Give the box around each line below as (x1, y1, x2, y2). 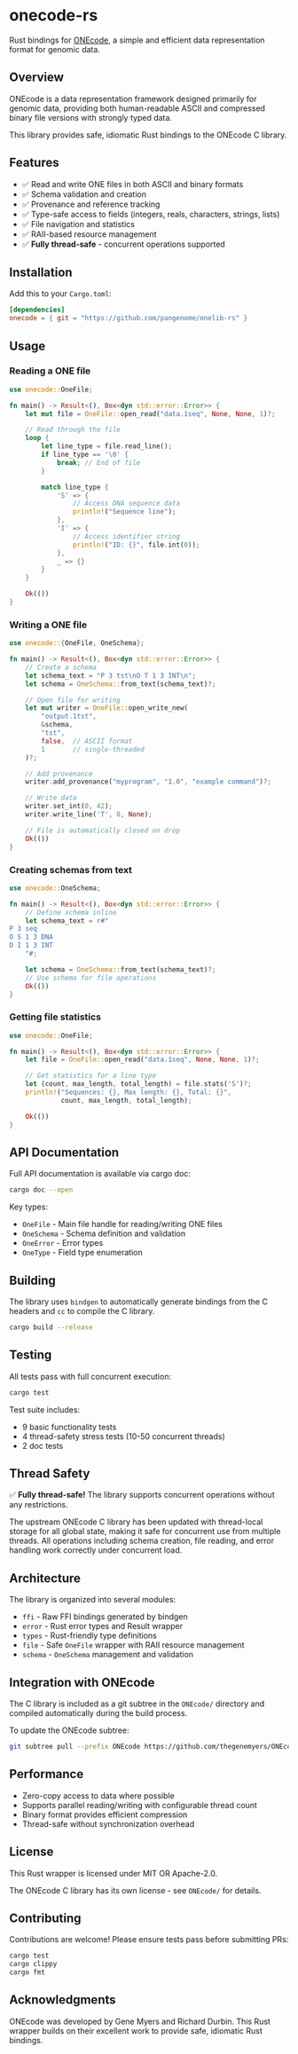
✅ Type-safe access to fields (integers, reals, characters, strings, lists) (21, 209, 280, 219)
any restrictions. (9, 1499, 68, 1510)
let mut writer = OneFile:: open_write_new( (25, 704, 189, 712)
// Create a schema (25, 663, 98, 672)
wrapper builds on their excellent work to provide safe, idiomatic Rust (9, 2025, 263, 2036)
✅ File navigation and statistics (21, 218, 136, 229)
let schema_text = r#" (25, 916, 109, 925)
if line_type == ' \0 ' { (41, 450, 129, 460)
